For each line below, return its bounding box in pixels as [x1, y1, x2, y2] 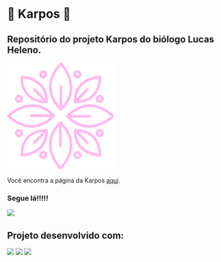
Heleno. [7, 44, 42, 55]
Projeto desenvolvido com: [7, 229, 125, 241]
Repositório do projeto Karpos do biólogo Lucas [7, 34, 214, 45]
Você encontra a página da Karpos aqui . [7, 176, 121, 184]
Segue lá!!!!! [7, 193, 49, 202]
